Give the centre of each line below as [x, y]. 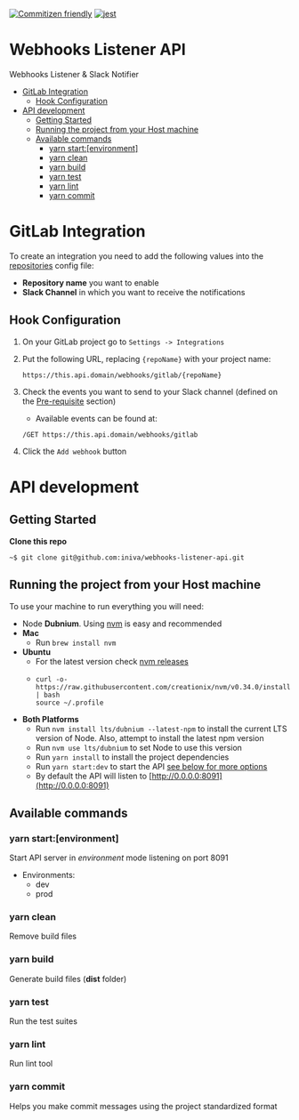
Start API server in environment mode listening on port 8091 [119, 858]
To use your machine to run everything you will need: [107, 606]
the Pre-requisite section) [69, 401]
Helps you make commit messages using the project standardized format [143, 1106]
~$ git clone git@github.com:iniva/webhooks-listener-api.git [127, 557]
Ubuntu [36, 652]
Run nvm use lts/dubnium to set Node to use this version [139, 747]
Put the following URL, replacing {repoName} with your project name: [146, 359]
